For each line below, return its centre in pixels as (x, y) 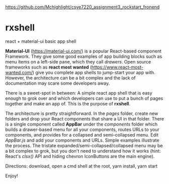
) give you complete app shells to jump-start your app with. (94, 73)
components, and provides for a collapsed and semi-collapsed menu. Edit (82, 135)
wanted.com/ (19, 73)
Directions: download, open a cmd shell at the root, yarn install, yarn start (81, 166)
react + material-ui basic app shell (41, 41)
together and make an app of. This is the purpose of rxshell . (68, 104)
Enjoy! (12, 176)
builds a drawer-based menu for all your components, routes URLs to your (82, 130)
